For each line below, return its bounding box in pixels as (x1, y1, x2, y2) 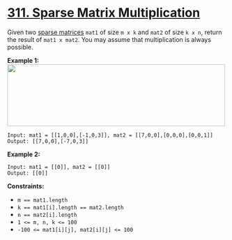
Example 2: (7, 150, 40, 158)
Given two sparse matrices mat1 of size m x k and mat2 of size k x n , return (7, 28, 222, 36)
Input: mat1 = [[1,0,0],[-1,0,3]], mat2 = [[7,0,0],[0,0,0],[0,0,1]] (7, 131, 214, 139)
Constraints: (7, 181, 45, 190)
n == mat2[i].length (17, 211, 77, 218)
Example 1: (7, 56, 40, 64)
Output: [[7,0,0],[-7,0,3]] (7, 137, 89, 144)
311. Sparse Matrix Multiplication (7, 5, 201, 21)
